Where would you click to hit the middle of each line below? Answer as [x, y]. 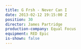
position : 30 [19, 19]
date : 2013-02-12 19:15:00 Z [36, 15]
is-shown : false [22, 39]
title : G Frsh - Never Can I [36, 10]
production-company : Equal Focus [41, 29]
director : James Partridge [34, 24]
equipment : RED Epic [27, 34]
